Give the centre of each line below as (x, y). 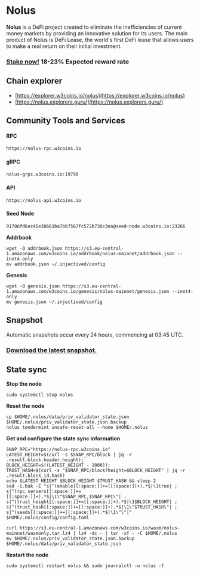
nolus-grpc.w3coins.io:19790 (42, 174)
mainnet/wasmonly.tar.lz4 (38, 534)
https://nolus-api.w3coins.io (44, 200)
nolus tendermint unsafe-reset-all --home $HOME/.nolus (77, 428)
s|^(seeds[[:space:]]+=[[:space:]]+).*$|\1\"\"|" (69, 513)
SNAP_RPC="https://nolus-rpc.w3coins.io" (59, 450)
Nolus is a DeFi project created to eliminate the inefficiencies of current (94, 27)
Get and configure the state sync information (63, 438)
